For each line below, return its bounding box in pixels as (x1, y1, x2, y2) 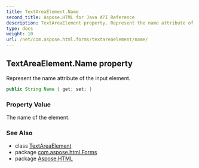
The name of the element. (6, 114, 70, 121)
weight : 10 (6, 31, 33, 37)
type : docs (6, 25, 33, 32)
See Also (6, 129, 33, 137)
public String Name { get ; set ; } (6, 86, 93, 92)
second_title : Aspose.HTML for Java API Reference (6, 14, 135, 20)
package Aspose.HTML (14, 155, 74, 162)
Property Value (6, 100, 51, 108)
